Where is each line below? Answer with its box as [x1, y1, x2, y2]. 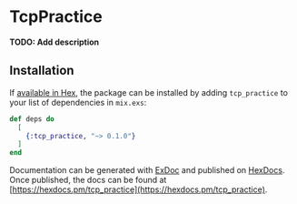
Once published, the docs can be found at [9, 175, 167, 186]
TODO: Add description [9, 36, 100, 47]
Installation [9, 63, 74, 78]
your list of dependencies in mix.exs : [9, 97, 147, 107]
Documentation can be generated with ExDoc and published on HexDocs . [9, 165, 285, 176]
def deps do [9, 114, 54, 124]
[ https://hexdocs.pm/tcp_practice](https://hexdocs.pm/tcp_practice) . [9, 184, 268, 195]
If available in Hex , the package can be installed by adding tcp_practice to [9, 87, 289, 97]
